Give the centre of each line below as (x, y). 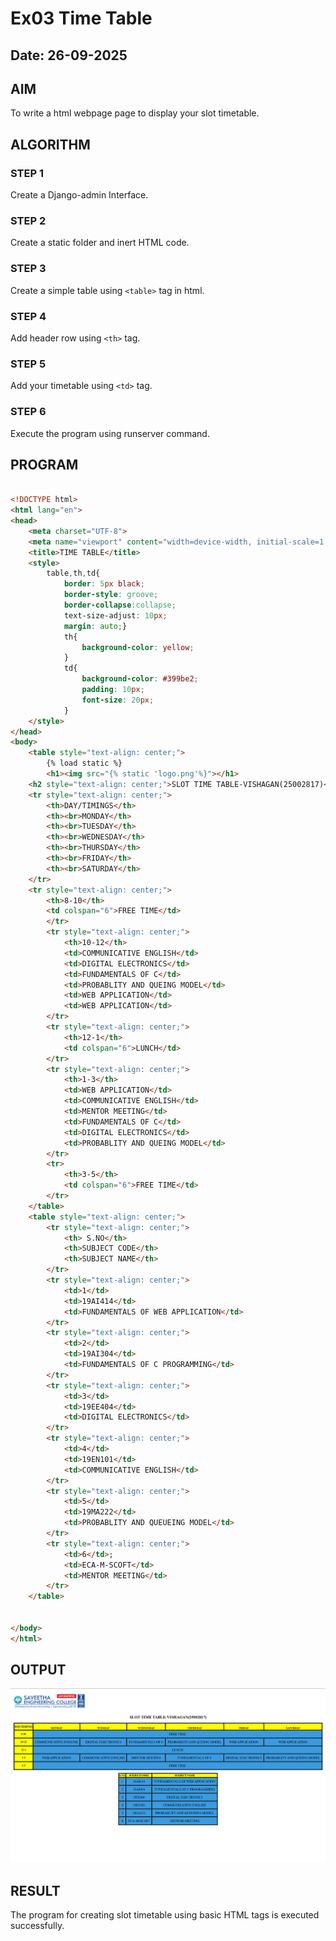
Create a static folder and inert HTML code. (100, 243)
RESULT (35, 1890)
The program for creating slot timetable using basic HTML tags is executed (165, 1915)
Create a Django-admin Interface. (79, 195)
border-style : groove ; (111, 595)
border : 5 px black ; (104, 584)
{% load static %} (84, 763)
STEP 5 (28, 364)
